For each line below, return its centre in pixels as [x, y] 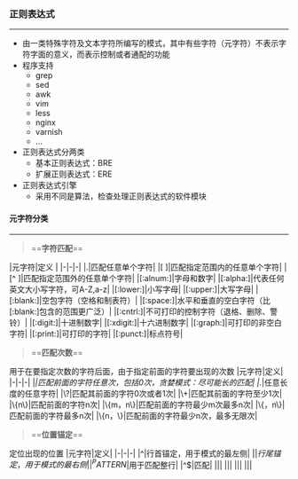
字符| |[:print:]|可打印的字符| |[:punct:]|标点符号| [96, 334]
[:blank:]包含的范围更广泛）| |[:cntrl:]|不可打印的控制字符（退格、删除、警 [143, 311]
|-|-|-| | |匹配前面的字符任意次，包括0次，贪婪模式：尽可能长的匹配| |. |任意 [145, 382]
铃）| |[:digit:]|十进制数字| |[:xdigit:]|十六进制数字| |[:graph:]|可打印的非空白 [145, 322]
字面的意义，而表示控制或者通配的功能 [100, 54]
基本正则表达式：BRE [74, 163]
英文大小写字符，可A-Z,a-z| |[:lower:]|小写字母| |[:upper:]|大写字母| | [134, 289]
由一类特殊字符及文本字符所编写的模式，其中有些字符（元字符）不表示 [150, 43]
